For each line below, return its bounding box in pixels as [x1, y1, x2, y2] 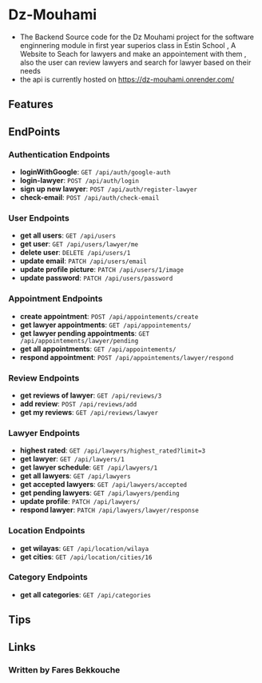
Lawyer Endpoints [8, 427, 80, 438]
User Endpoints [8, 212, 69, 223]
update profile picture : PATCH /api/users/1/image [19, 265, 184, 274]
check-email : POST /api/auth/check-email [19, 193, 160, 202]
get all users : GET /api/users [19, 230, 117, 241]
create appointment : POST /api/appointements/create [19, 311, 199, 321]
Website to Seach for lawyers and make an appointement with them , [19, 49, 247, 58]
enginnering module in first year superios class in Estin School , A [19, 40, 236, 50]
